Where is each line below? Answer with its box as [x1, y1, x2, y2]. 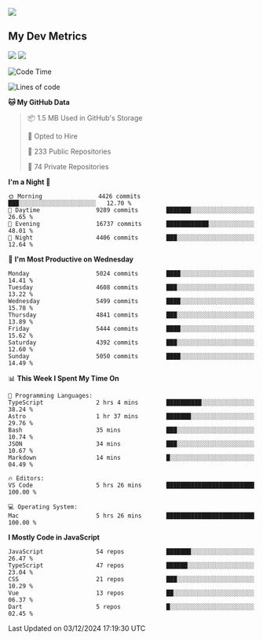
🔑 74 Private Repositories [27, 161, 109, 171]
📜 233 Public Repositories [27, 146, 111, 156]
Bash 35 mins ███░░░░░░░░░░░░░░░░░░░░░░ [8, 426, 255, 434]
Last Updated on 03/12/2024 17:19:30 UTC [8, 623, 146, 633]
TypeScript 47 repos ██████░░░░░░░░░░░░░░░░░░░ [8, 561, 255, 569]
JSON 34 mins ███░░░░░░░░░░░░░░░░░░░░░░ [8, 439, 255, 448]
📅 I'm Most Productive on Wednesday [8, 254, 133, 264]
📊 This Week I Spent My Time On [8, 373, 119, 383]
